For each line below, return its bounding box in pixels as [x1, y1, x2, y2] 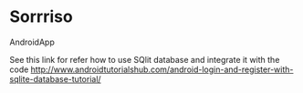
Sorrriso [9, 6, 73, 27]
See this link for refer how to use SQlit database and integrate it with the [9, 54, 280, 65]
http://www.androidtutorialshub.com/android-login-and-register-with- [30, 64, 294, 75]
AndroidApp [9, 36, 55, 47]
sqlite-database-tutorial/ [9, 73, 102, 84]
